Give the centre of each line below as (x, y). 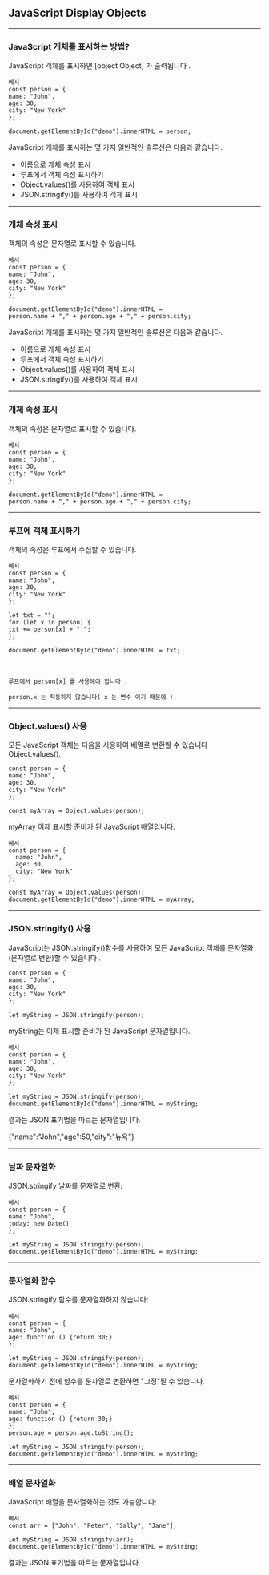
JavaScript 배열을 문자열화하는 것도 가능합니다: (83, 1502)
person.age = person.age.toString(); (71, 1433)
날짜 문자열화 (32, 1167)
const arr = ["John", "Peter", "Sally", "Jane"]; (93, 1526)
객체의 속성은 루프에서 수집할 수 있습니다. (72, 549)
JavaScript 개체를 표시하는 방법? (69, 46)
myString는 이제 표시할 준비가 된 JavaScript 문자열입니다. (99, 1031)
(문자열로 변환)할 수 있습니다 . (55, 958)
